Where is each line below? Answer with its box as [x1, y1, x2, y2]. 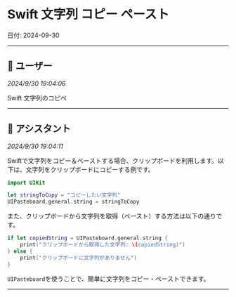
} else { [7, 247, 33, 255]
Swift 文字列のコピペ [7, 93, 67, 102]
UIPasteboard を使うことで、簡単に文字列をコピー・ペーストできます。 [7, 275, 210, 283]
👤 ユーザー [7, 60, 53, 72]
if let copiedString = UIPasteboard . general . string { [7, 235, 169, 242]
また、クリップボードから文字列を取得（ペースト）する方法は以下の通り [7, 212, 216, 220]
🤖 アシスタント [7, 123, 71, 135]
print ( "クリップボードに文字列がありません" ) [20, 254, 137, 261]
